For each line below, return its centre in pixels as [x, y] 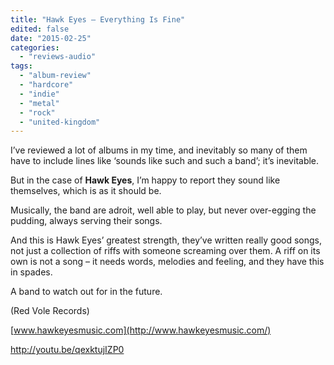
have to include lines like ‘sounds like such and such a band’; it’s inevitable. [165, 161]
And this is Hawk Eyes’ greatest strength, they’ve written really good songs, [166, 240]
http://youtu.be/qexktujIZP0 [67, 350]
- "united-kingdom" [60, 122]
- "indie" [39, 94]
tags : [21, 66]
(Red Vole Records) [50, 311]
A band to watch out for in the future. [86, 292]
